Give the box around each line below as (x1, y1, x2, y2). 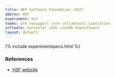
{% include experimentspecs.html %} (5, 44, 81, 49)
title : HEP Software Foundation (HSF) (5, 7, 84, 12)
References (5, 55, 33, 62)
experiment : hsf (5, 16, 38, 21)
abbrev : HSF (5, 12, 29, 17)
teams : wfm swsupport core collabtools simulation (5, 21, 111, 26)
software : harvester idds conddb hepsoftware (5, 26, 99, 30)
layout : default (5, 30, 38, 35)
